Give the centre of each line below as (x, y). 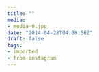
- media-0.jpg (27, 26)
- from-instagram (32, 58)
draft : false (26, 39)
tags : (15, 45)
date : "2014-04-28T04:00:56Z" (50, 33)
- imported (23, 52)
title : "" (21, 13)
